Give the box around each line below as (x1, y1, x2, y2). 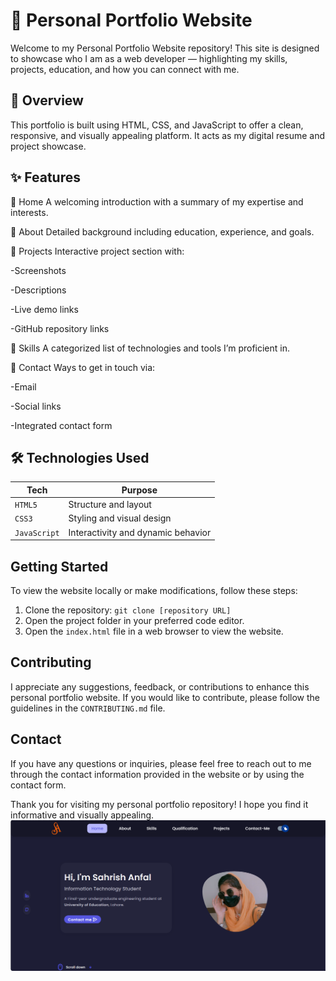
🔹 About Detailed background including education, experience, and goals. (10, 225, 315, 238)
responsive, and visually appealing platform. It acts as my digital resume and (10, 129, 325, 141)
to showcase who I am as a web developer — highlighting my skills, (10, 52, 288, 64)
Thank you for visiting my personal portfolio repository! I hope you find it (10, 798, 309, 810)
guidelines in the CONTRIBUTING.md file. (10, 702, 166, 714)
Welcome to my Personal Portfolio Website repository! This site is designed (10, 42, 320, 54)
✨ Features (10, 169, 81, 186)
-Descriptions (10, 284, 67, 296)
